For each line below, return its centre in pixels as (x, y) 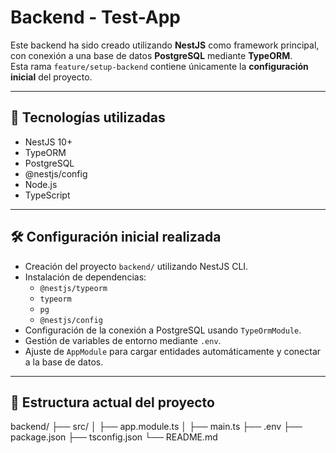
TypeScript (47, 195)
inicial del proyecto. (51, 77)
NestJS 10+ (48, 142)
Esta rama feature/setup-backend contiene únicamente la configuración (159, 66)
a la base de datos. (64, 362)
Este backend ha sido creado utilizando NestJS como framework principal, (165, 45)
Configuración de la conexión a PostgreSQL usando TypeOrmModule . (163, 330)
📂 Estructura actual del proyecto (112, 402)
